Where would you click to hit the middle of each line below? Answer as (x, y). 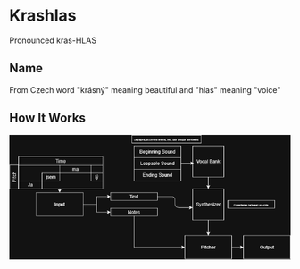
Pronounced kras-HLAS (53, 40)
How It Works (48, 118)
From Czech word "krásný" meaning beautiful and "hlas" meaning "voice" (145, 89)
